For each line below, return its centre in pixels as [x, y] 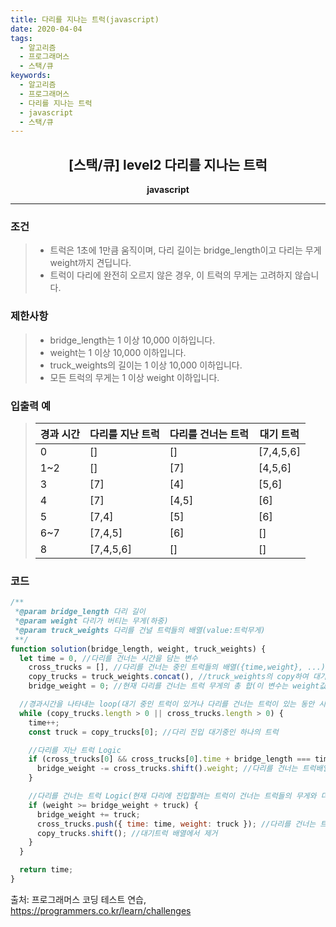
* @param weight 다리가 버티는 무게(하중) [91, 621]
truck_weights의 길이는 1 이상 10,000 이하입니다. [146, 365]
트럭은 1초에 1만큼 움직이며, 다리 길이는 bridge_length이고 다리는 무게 [185, 250]
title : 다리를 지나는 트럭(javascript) [85, 19]
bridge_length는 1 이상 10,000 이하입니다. [132, 340]
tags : [21, 38]
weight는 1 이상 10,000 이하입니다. [118, 352]
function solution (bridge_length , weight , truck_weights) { [138, 649]
